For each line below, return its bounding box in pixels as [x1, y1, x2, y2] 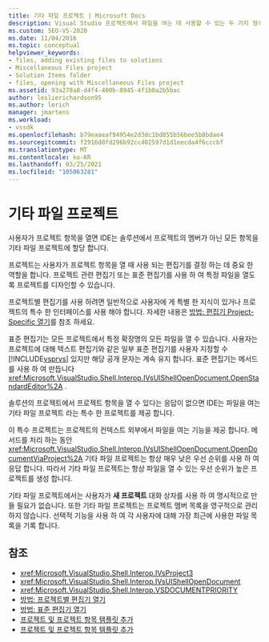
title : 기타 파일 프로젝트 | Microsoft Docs [8, 11, 146, 20]
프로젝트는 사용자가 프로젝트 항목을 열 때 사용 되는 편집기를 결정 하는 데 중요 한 [8, 259, 254, 269]
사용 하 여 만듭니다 [16, 363, 74, 373]
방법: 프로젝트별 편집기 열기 [19, 594, 106, 604]
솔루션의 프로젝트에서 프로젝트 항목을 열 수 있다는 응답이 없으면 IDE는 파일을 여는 [8, 398, 261, 407]
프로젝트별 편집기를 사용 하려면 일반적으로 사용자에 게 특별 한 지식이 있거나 [8, 297, 242, 307]
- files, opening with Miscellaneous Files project [8, 78, 184, 86]
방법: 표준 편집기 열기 [19, 604, 86, 614]
